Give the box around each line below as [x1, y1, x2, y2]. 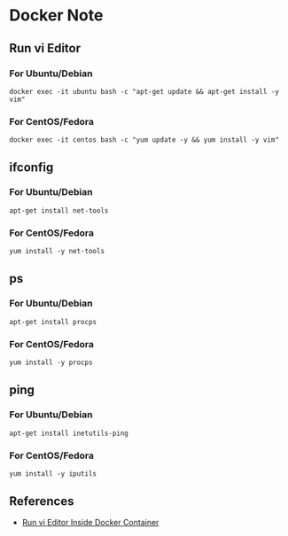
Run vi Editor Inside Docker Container [21, 517, 160, 527]
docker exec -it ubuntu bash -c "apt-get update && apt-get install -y [9, 87, 279, 96]
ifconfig [9, 159, 54, 175]
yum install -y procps [9, 358, 93, 368]
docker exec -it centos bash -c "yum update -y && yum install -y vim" [9, 136, 279, 144]
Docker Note [9, 5, 104, 26]
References [9, 493, 74, 509]
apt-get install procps [9, 317, 97, 326]
